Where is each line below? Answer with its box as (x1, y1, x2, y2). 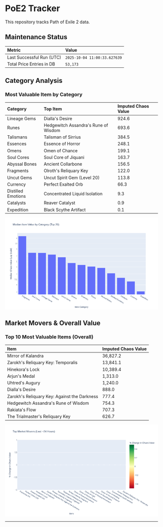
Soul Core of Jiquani (43, 154, 85, 160)
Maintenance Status (5, 33, 67, 41)
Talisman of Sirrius (43, 134, 81, 140)
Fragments (7, 168, 29, 174)
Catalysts (7, 200, 26, 206)
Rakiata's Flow (7, 407, 36, 413)
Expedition (7, 207, 29, 212)
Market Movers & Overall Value (5, 319, 101, 327)
